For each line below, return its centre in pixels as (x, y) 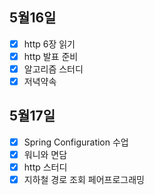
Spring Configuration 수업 (76, 142)
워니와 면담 (45, 154)
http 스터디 (45, 167)
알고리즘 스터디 (53, 69)
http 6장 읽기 (49, 44)
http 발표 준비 (51, 56)
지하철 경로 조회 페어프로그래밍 (84, 180)
